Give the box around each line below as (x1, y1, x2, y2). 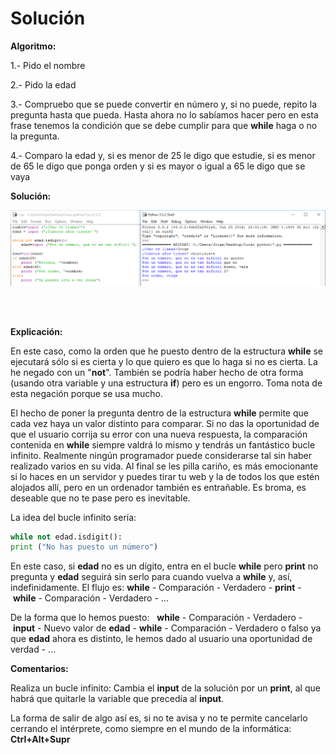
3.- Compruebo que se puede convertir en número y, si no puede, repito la (10, 98, 317, 110)
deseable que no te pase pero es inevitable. (10, 492, 191, 504)
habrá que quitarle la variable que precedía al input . (10, 693, 225, 705)
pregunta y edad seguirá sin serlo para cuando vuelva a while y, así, (10, 571, 293, 583)
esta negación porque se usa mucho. (10, 387, 164, 399)
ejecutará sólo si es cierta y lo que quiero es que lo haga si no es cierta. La (10, 355, 318, 367)
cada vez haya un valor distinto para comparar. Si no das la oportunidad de (10, 417, 320, 429)
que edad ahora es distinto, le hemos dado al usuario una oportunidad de (10, 633, 313, 645)
